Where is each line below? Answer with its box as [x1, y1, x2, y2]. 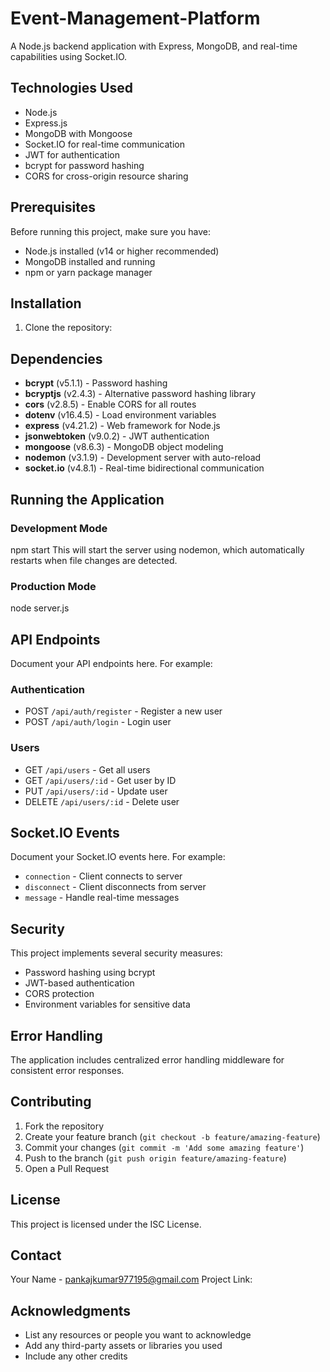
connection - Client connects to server [24, 870, 183, 882]
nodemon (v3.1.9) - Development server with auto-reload [24, 452, 262, 464]
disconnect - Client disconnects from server [24, 881, 207, 893]
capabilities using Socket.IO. [10, 50, 128, 62]
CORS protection [24, 988, 95, 1000]
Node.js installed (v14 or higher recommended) [24, 245, 220, 257]
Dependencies [10, 350, 103, 367]
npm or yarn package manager [24, 266, 153, 278]
